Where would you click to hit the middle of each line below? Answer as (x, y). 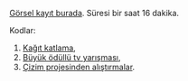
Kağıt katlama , (49, 48)
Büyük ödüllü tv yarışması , (71, 57)
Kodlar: (23, 30)
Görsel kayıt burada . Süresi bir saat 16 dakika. (94, 13)
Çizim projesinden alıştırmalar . (79, 67)
